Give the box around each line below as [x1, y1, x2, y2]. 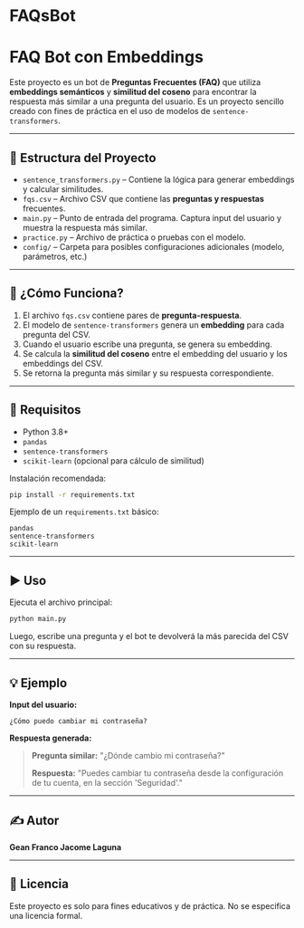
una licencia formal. [9, 910, 83, 921]
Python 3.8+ [22, 426, 70, 437]
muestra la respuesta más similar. [22, 222, 147, 233]
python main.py [9, 615, 67, 624]
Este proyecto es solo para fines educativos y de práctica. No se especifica [9, 900, 291, 911]
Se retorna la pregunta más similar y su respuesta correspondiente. [22, 368, 274, 378]
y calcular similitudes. [22, 183, 104, 195]
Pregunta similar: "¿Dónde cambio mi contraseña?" [31, 750, 225, 761]
